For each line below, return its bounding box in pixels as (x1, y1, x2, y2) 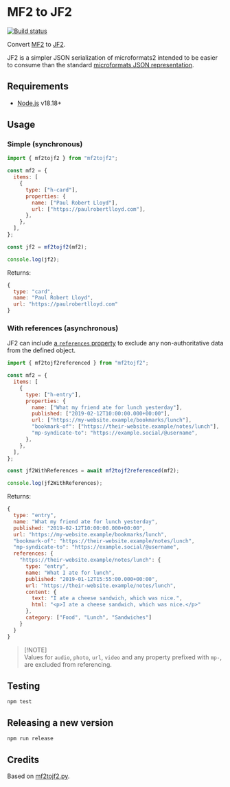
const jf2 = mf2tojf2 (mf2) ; (7, 243, 88, 251)
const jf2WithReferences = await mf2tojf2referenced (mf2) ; (7, 468, 180, 475)
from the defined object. (7, 346, 76, 354)
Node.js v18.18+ (16, 99, 62, 107)
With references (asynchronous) (7, 323, 119, 333)
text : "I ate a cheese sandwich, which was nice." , (32, 595, 183, 602)
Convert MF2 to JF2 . (7, 40, 66, 48)
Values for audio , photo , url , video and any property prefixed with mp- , (23, 653, 222, 661)
